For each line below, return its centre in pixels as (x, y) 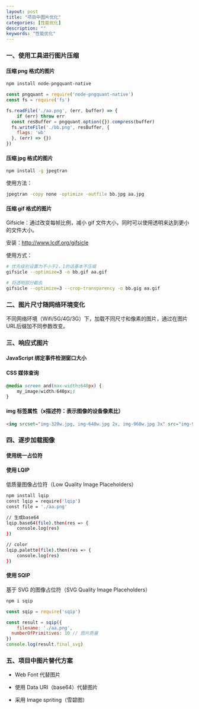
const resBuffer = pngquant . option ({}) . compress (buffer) (83, 122)
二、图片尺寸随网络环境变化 (46, 304)
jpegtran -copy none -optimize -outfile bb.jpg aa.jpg (75, 194)
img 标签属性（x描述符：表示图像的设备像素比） (65, 411)
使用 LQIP (18, 470)
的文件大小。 (22, 230)
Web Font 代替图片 (38, 675)
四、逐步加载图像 (31, 440)
